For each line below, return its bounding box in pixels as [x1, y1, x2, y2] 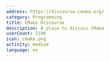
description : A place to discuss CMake [6, 25, 105, 31]
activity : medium [6, 42, 49, 48]
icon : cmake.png [6, 36, 46, 42]
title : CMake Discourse [6, 19, 65, 25]
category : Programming [6, 14, 62, 20]
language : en [6, 47, 38, 53]
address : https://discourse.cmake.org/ [6, 8, 105, 15]
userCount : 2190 [6, 31, 46, 37]
